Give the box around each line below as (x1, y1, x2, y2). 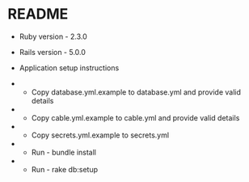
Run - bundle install (31, 147, 96, 157)
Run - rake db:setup (31, 164, 99, 174)
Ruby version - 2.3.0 (19, 32, 88, 41)
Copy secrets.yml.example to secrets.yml (31, 130, 170, 140)
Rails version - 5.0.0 (19, 47, 87, 57)
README (7, 5, 69, 23)
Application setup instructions (19, 62, 120, 73)
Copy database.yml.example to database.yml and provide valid (31, 87, 242, 97)
